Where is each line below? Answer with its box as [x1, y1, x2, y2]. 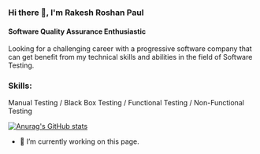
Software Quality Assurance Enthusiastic [8, 27, 147, 36]
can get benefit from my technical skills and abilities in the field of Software [8, 53, 253, 62]
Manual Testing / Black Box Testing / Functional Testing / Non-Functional [8, 98, 244, 108]
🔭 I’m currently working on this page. [19, 137, 139, 146]
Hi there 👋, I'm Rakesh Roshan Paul [8, 7, 144, 18]
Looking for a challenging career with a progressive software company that [8, 44, 252, 53]
